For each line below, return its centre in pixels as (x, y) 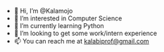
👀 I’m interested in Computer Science (68, 18)
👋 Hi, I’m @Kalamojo (43, 11)
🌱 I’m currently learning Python (59, 26)
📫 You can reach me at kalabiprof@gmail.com (81, 41)
